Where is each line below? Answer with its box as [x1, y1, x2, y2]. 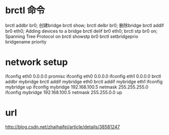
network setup [5, 57, 68, 68]
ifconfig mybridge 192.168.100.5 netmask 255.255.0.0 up [5, 89, 123, 95]
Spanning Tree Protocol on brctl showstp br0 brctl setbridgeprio [5, 33, 139, 39]
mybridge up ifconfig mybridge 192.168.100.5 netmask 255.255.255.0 [5, 84, 149, 90]
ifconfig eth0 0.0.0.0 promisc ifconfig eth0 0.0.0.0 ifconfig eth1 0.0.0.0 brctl [5, 73, 161, 79]
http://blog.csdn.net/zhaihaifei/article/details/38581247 [5, 123, 120, 129]
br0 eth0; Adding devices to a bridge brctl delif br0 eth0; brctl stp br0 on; [5, 28, 158, 34]
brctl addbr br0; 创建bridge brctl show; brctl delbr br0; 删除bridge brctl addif [5, 22, 164, 28]
